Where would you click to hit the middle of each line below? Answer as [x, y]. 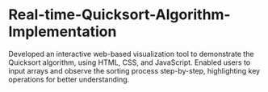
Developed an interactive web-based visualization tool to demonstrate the [131, 54]
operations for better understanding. [69, 79]
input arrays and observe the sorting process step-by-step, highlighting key [134, 70]
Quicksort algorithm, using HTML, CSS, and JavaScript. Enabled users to [130, 62]
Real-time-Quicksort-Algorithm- [120, 15]
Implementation [63, 32]
